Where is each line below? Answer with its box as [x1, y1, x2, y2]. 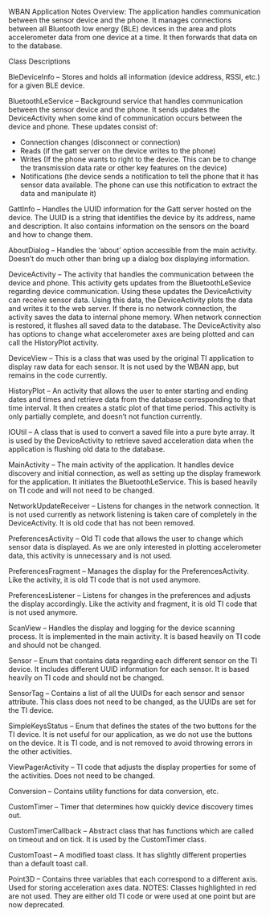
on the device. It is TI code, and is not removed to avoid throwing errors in [8, 739, 253, 747]
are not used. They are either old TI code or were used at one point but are [8, 891, 256, 901]
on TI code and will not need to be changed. [8, 485, 155, 495]
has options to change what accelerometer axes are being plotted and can [8, 330, 255, 338]
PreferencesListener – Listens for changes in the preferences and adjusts [8, 591, 251, 600]
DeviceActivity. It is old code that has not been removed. [8, 518, 195, 527]
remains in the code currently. [8, 370, 108, 380]
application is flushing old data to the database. [8, 444, 166, 453]
